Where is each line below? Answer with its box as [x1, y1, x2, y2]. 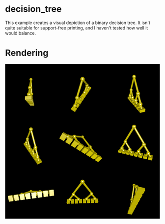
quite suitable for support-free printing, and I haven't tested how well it [5, 25, 148, 30]
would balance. [5, 30, 36, 36]
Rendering [5, 48, 49, 58]
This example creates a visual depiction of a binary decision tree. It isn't [5, 20, 151, 26]
